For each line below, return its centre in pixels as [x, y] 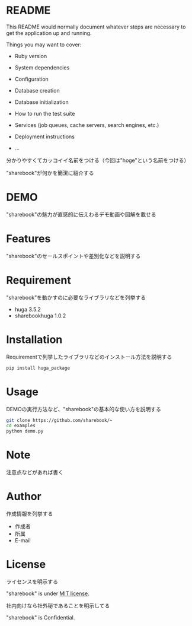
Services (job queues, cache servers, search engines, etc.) [87, 125]
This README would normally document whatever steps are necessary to [96, 27]
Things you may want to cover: [44, 45]
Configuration [31, 79]
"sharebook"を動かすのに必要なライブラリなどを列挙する [76, 297]
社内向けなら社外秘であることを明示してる [58, 605]
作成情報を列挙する [30, 514]
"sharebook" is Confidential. [41, 617]
